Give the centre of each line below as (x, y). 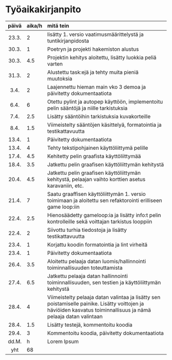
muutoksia (60, 78)
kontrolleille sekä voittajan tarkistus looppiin (100, 222)
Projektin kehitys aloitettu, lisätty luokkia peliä (102, 57)
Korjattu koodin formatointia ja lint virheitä (97, 245)
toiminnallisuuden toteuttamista (85, 268)
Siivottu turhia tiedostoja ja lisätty (87, 230)
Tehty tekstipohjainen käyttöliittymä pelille (98, 148)
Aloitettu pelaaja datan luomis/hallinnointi (97, 261)
